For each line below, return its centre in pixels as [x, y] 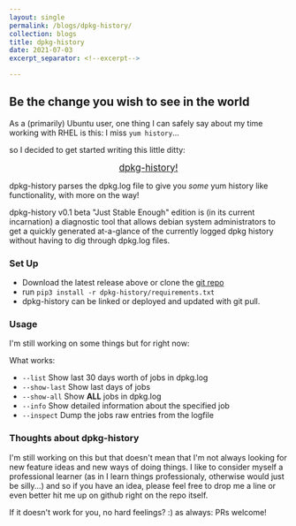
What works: [32, 361]
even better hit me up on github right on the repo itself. [109, 495]
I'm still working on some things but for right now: [99, 343]
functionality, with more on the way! [74, 194]
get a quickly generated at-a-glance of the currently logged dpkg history [141, 231]
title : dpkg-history [47, 42]
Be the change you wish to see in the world [129, 102]
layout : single [37, 17]
